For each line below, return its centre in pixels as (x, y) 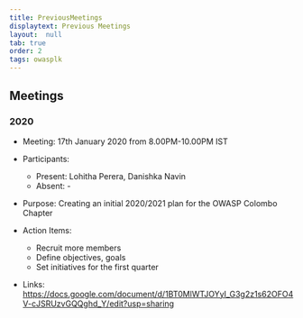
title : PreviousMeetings (56, 18)
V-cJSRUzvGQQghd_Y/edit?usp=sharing (98, 304)
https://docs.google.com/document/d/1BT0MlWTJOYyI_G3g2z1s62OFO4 (158, 294)
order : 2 (26, 51)
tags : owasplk (36, 59)
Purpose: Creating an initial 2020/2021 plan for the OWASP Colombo (150, 203)
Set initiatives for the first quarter (97, 267)
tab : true (28, 43)
